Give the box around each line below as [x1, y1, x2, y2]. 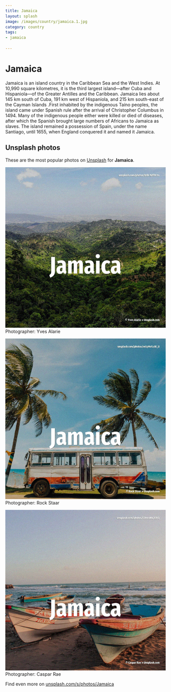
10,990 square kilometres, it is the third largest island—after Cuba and [5, 85, 152, 91]
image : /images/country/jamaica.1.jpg [5, 19, 88, 24]
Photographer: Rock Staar [5, 499, 60, 505]
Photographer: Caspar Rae [5, 671, 61, 677]
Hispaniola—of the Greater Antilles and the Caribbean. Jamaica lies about [5, 91, 160, 97]
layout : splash [5, 13, 38, 19]
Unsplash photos [5, 143, 61, 152]
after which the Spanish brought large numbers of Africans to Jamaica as [5, 118, 159, 124]
